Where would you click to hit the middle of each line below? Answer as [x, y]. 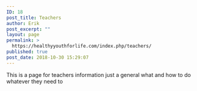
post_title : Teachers [34, 18]
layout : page [23, 35]
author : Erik [23, 23]
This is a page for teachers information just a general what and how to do [99, 75]
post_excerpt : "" [28, 29]
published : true [27, 52]
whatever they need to [35, 81]
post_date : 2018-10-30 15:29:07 [47, 57]
